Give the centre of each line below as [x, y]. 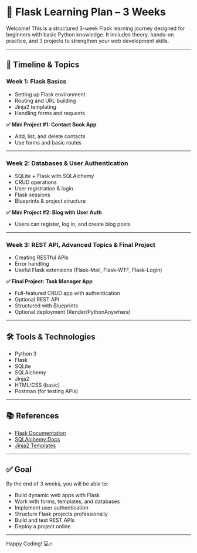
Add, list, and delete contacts [50, 136]
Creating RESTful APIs [41, 257]
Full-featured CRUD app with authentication [67, 293]
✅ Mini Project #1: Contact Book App [51, 124]
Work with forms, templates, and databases [67, 501]
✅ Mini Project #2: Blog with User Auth [54, 212]
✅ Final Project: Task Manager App [49, 281]
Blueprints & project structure [50, 201]
